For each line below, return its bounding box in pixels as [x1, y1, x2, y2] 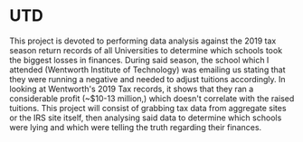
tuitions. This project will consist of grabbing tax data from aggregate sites [9, 102, 287, 113]
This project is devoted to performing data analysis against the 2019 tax [9, 35, 277, 46]
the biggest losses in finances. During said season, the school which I [9, 54, 270, 65]
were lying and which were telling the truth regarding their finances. [9, 121, 262, 132]
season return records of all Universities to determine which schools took [9, 44, 283, 55]
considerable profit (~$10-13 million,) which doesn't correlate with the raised [9, 92, 295, 104]
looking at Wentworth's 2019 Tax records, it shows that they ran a [9, 83, 254, 94]
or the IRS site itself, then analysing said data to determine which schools [9, 112, 282, 123]
